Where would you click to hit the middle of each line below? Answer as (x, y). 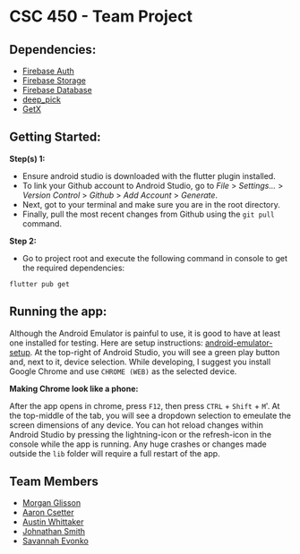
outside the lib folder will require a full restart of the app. (115, 453)
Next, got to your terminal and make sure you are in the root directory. (151, 204)
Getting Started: (55, 137)
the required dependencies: (73, 268)
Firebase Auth (48, 71)
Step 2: (23, 241)
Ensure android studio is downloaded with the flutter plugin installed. (149, 175)
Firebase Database (57, 90)
